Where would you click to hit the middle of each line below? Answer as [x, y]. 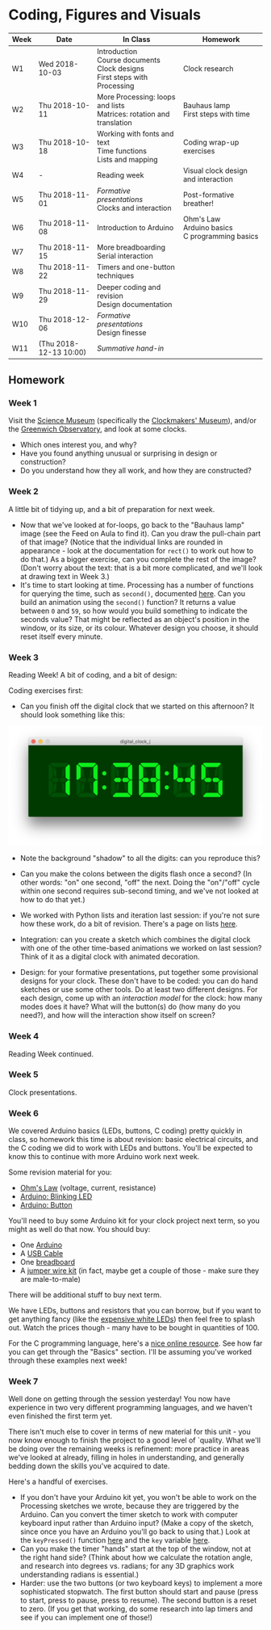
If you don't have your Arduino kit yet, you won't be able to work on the [138, 1498]
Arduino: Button [46, 1205]
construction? [43, 462]
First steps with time [216, 114]
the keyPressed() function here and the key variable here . [115, 1540]
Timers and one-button [136, 267]
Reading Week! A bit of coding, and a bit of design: [93, 674]
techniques [115, 275]
